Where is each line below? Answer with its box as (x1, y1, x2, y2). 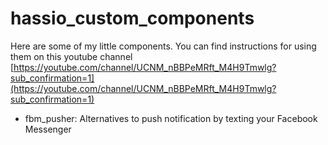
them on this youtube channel (10, 50, 133, 62)
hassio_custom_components (10, 7, 255, 30)
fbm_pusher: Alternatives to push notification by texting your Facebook (24, 112, 318, 124)
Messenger (24, 123, 72, 135)
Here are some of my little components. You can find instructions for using (10, 40, 317, 52)
